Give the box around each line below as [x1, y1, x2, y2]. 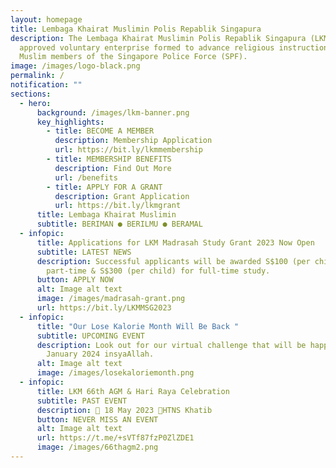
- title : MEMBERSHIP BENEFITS [46, 154, 172, 164]
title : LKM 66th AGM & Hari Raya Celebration [36, 386, 230, 396]
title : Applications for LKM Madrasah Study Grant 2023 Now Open [36, 237, 315, 248]
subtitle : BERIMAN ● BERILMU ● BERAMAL [36, 219, 203, 230]
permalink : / [10, 71, 65, 81]
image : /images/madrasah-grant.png [36, 294, 186, 304]
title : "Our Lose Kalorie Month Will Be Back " [36, 321, 240, 331]
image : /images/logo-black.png [10, 61, 141, 71]
